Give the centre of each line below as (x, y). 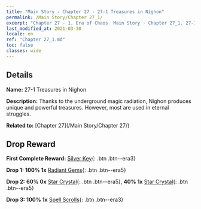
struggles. (19, 114)
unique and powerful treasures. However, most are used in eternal (88, 107)
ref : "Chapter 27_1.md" (36, 40)
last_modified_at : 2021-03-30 (44, 28)
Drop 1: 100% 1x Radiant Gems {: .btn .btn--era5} (66, 170)
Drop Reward (31, 144)
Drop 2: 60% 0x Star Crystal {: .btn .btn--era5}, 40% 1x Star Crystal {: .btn (97, 182)
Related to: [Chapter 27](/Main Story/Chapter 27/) (68, 125)
